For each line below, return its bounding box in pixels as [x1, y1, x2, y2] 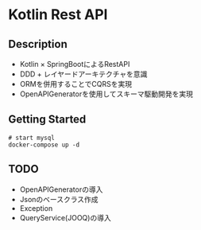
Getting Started [8, 113, 87, 127]
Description [8, 37, 68, 51]
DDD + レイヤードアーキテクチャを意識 [19, 69, 148, 79]
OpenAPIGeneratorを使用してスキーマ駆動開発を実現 [19, 89, 193, 99]
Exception [19, 203, 53, 212]
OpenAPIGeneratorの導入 [19, 185, 103, 194]
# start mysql [8, 134, 56, 142]
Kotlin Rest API [8, 6, 108, 24]
